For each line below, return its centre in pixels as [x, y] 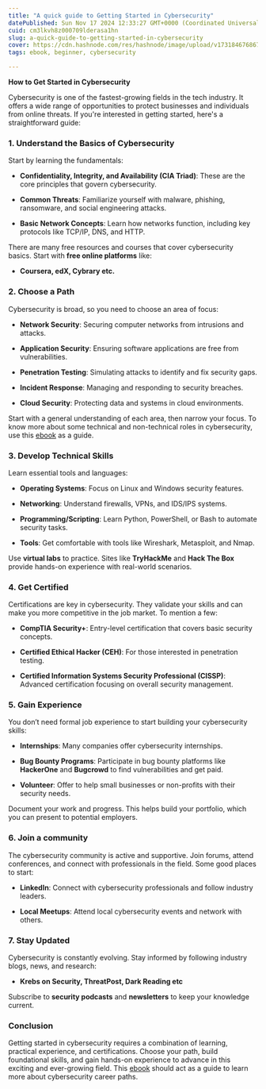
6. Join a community [48, 838]
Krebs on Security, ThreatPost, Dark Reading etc [101, 982]
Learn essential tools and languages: [68, 472]
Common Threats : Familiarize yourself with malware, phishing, [122, 200]
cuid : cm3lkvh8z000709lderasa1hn [63, 30]
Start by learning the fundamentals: [66, 160]
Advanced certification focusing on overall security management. [126, 684]
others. [31, 920]
